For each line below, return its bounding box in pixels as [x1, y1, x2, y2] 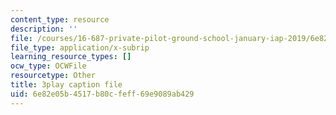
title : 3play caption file [10, 80, 123, 90]
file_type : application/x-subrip [10, 42, 150, 53]
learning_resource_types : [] [10, 52, 132, 62]
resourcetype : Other [10, 71, 97, 81]
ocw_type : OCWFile [10, 61, 87, 71]
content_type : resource [10, 14, 110, 25]
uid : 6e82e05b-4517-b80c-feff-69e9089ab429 [10, 89, 195, 99]
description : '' [10, 24, 78, 34]
